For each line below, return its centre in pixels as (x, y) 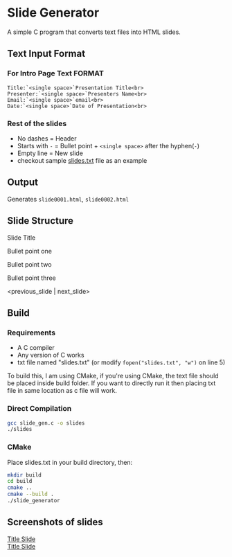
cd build (20, 481)
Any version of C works (51, 355)
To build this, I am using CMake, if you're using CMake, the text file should (113, 376)
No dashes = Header (47, 138)
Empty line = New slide (50, 153)
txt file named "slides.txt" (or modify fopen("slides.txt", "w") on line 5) (121, 362)
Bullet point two (29, 264)
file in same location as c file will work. (62, 391)
